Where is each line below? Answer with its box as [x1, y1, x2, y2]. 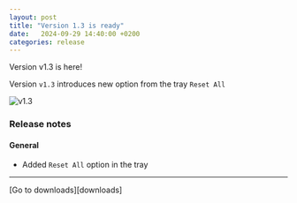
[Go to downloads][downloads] [9, 184, 123, 195]
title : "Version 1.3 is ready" [9, 21, 125, 30]
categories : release [9, 37, 86, 47]
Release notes [9, 118, 72, 131]
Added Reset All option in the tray [21, 160, 148, 170]
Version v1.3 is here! [9, 62, 82, 72]
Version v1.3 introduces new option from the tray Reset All [9, 79, 225, 89]
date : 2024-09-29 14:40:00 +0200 [9, 29, 141, 38]
